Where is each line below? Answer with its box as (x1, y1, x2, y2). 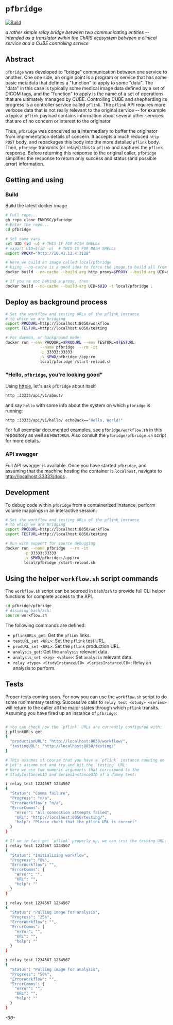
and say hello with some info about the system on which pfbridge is (5, 402, 150, 408)
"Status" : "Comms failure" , (10, 791, 71, 796)
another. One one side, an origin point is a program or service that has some (5, 74, 167, 80)
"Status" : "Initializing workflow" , (10, 853, 89, 858)
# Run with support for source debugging (5, 541, 96, 546)
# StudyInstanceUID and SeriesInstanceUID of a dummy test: (5, 772, 137, 777)
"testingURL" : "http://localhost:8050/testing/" (10, 744, 116, 749)
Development (5, 488, 50, 497)
